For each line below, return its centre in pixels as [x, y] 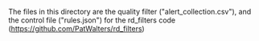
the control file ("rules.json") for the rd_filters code [92, 20]
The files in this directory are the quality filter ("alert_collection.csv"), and [130, 12]
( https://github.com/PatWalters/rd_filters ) [76, 29]
